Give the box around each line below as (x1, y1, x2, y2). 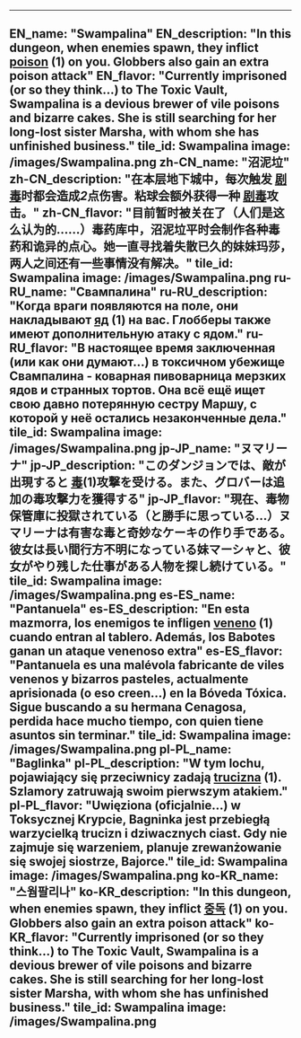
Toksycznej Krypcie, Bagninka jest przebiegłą (9, 812, 271, 827)
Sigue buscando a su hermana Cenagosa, (9, 699, 246, 715)
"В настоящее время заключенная (70, 340, 276, 356)
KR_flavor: (9, 930, 69, 946)
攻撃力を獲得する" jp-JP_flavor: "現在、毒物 (44, 491, 289, 507)
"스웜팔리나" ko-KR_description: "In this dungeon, (9, 884, 292, 900)
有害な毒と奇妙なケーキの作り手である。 (67, 525, 292, 541)
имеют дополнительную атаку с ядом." (9, 327, 244, 342)
